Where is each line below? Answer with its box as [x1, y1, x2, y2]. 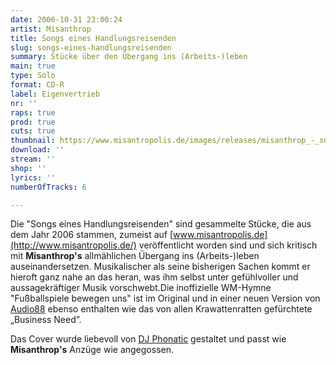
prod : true [10, 117, 56, 127]
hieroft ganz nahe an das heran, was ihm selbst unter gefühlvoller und [10, 271, 299, 283]
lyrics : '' [10, 172, 56, 183]
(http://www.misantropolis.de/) [10, 239, 137, 251]
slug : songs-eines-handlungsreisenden [10, 42, 172, 53]
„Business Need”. [10, 314, 82, 326]
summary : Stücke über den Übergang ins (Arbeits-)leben [10, 52, 248, 62]
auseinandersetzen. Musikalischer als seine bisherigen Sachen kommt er [10, 261, 311, 273]
